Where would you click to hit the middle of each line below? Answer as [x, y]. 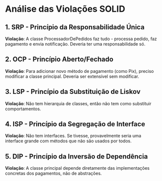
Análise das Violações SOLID [65, 9]
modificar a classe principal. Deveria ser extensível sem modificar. [72, 76]
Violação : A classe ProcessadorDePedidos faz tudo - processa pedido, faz [81, 39]
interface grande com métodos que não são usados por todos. [68, 141]
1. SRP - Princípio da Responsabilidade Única [75, 27]
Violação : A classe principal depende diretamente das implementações [77, 168]
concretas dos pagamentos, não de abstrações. [54, 173]
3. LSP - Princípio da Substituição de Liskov [73, 92]
